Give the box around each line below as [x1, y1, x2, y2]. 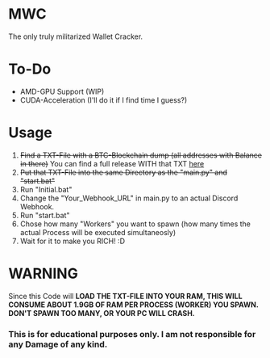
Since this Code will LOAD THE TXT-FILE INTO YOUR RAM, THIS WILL [8, 291, 243, 301]
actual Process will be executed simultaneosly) [19, 227, 177, 237]
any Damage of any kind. [8, 339, 108, 350]
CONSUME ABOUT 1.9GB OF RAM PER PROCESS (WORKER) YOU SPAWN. [8, 300, 259, 310]
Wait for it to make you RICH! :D [19, 236, 126, 246]
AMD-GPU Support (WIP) [19, 86, 105, 96]
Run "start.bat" [19, 210, 70, 220]
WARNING [8, 264, 78, 283]
